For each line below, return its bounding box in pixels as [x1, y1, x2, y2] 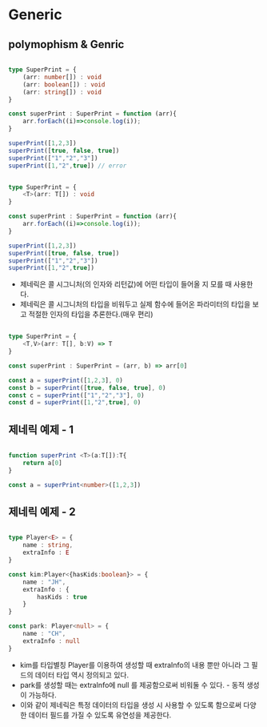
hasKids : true [37, 592, 88, 601]
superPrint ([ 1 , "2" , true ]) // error [8, 162, 127, 170]
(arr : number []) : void [22, 73, 102, 81]
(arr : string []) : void [22, 88, 102, 96]
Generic [8, 6, 62, 24]
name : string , [22, 541, 74, 549]
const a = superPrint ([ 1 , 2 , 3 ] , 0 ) [8, 376, 124, 384]
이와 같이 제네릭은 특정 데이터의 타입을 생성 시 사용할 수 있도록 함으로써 [19, 700, 242, 709]
